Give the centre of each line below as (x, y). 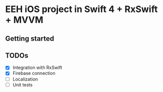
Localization (25, 79)
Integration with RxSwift (37, 68)
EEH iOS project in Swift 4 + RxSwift (82, 9)
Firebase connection (34, 73)
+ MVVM (24, 20)
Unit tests (22, 84)
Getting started (30, 38)
